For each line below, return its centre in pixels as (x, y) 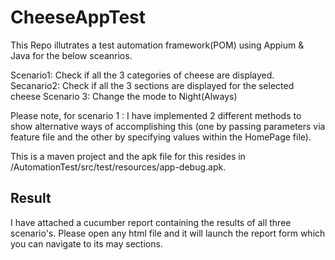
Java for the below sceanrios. (71, 55)
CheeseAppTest (78, 17)
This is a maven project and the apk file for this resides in (128, 156)
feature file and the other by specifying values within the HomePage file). (161, 137)
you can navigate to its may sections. (86, 243)
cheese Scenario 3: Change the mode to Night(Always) (124, 96)
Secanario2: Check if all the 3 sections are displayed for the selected (152, 85)
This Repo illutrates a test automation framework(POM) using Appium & (157, 45)
